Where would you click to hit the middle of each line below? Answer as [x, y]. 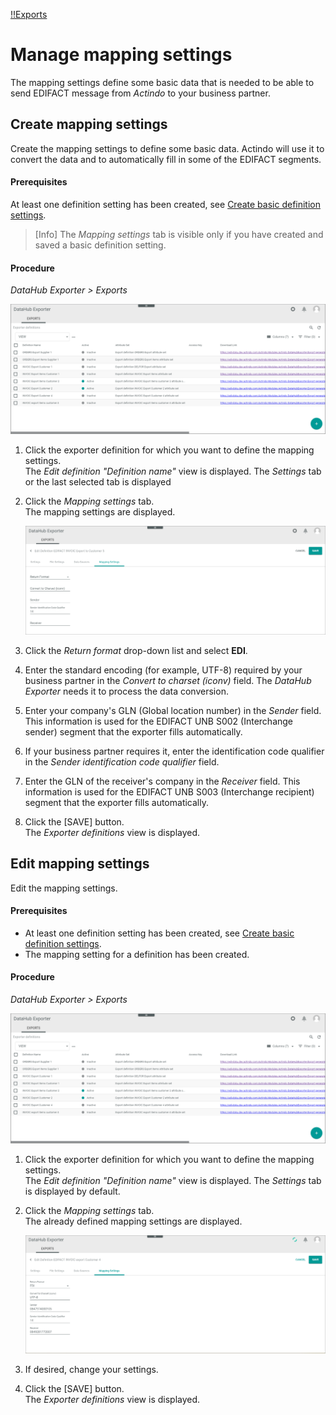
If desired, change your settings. [91, 1369]
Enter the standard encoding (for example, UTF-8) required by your [163, 670]
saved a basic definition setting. [100, 245]
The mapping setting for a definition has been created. [137, 954]
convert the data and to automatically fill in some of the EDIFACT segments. [166, 159]
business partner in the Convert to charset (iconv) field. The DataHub [168, 680]
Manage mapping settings [121, 55]
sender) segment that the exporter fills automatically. [133, 731]
